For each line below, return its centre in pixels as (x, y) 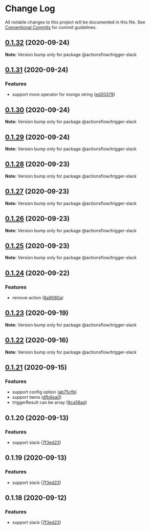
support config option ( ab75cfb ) (44, 392)
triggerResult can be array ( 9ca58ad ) (49, 403)
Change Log (30, 9)
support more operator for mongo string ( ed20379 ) (64, 95)
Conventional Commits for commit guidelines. (51, 27)
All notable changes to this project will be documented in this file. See (75, 22)
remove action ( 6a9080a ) (38, 298)
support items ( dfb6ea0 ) (37, 397)
